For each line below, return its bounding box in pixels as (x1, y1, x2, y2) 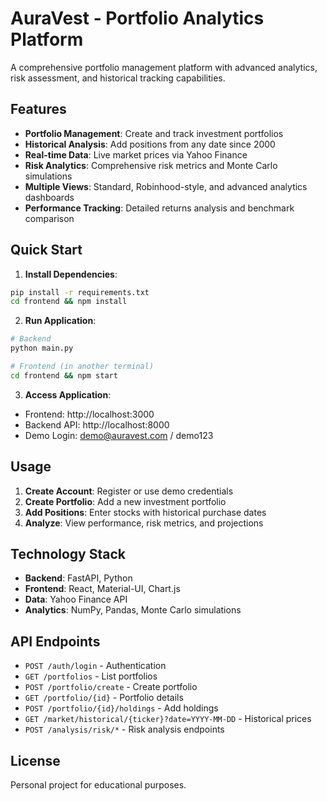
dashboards (24, 191, 75, 203)
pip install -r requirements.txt (10, 287, 150, 297)
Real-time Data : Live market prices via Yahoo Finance (24, 148, 248, 161)
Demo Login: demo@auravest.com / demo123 (24, 429, 214, 441)
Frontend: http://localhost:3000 (24, 408, 155, 420)
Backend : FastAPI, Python (24, 572, 133, 584)
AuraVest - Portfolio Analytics (10, 7, 265, 30)
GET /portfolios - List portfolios (24, 670, 158, 682)
